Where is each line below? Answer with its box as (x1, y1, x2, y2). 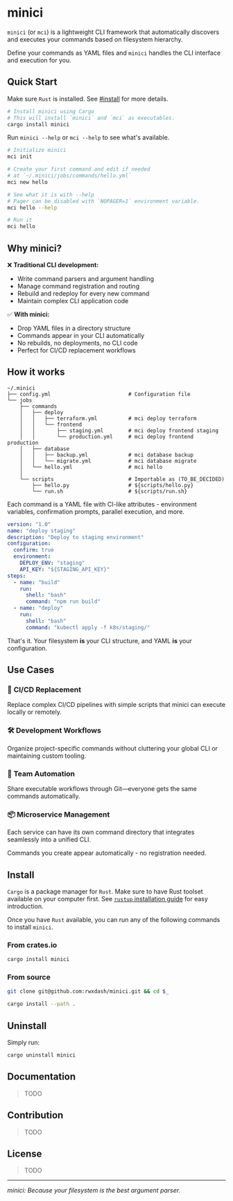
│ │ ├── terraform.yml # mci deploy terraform (19, 415, 197, 422)
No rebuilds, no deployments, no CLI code (17, 339, 138, 347)
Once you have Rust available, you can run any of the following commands (7, 916, 221, 924)
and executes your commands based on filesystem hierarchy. (7, 35, 183, 43)
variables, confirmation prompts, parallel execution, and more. (7, 507, 185, 516)
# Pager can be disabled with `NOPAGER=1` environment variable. (7, 198, 200, 205)
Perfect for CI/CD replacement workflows (17, 346, 137, 355)
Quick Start (7, 76, 58, 88)
